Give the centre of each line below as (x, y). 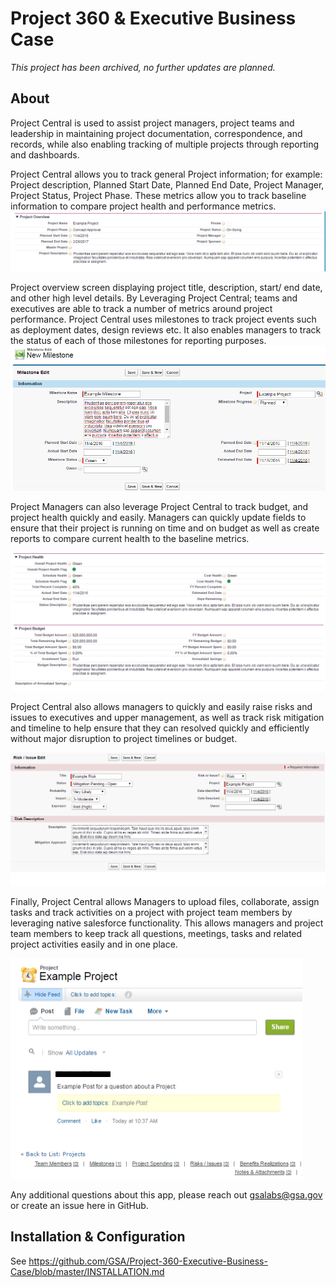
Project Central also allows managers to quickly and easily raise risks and (161, 706)
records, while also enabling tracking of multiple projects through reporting (165, 144)
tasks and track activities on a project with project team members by (151, 913)
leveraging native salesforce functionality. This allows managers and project (167, 923)
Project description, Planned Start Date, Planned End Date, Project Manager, (167, 184)
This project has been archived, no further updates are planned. (143, 67)
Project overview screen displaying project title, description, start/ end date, (166, 288)
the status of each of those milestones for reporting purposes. (138, 341)
